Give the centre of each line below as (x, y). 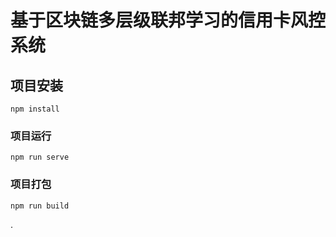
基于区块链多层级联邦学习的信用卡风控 (168, 20)
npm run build (40, 206)
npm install (35, 109)
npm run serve (40, 157)
